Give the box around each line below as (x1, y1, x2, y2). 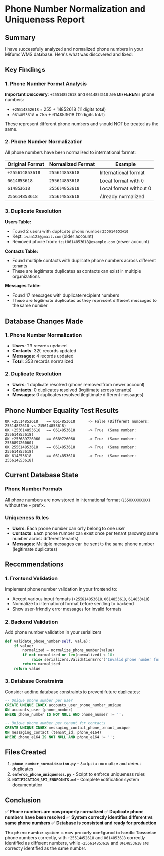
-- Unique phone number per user (5, 698, 73, 703)
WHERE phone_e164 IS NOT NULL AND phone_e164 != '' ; (5, 734, 115, 740)
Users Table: (5, 219, 32, 225)
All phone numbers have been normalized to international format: (5, 149, 136, 155)
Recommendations (5, 560, 64, 569)
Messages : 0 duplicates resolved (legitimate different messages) (12, 392, 143, 398)
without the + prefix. (5, 502, 45, 508)
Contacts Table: (5, 248, 38, 254)
